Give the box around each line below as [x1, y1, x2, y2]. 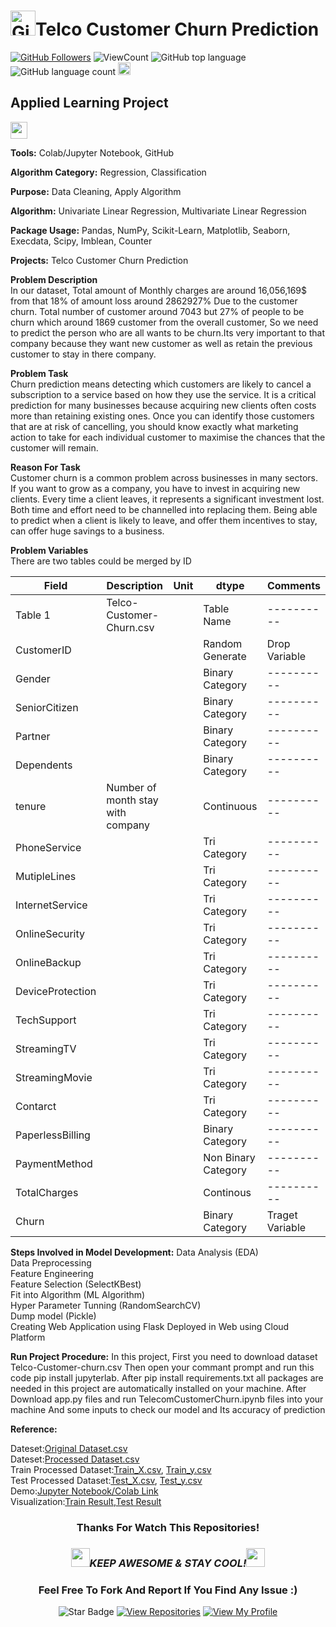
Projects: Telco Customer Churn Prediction [10, 254, 189, 266]
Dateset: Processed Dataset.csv [10, 1453, 140, 1465]
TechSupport [15, 1013, 77, 1027]
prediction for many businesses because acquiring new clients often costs [10, 399, 317, 411]
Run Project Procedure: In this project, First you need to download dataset [10, 1350, 318, 1362]
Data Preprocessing [10, 1256, 92, 1269]
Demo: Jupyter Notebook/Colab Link [10, 1485, 159, 1497]
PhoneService [15, 840, 82, 854]
